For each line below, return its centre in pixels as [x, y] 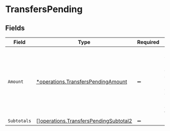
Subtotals [19, 121]
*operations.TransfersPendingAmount [82, 82]
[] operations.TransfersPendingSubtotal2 [84, 121]
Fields [15, 28]
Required [148, 42]
